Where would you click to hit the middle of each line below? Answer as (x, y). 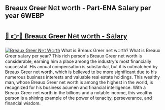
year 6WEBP (25, 16)
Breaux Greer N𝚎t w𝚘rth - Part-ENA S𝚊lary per (78, 8)
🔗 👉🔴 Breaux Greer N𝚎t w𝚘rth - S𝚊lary (66, 36)
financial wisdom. (23, 103)
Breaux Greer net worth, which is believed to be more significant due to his (81, 72)
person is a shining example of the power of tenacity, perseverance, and (79, 98)
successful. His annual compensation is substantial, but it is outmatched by (82, 67)
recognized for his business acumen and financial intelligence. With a (76, 87)
